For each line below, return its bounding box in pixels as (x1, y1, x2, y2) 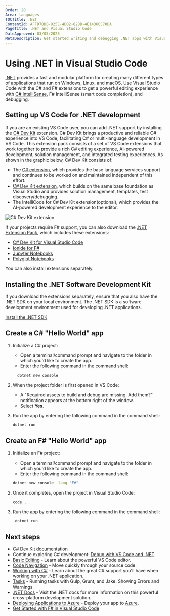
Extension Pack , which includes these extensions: (5, 229, 109, 235)
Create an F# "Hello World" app (5, 437, 107, 445)
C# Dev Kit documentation (12, 546, 68, 552)
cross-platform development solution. (12, 595, 92, 601)
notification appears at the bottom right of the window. (20, 397, 134, 404)
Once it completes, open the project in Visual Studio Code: (12, 489, 135, 496)
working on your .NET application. (12, 573, 84, 579)
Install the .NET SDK (5, 314, 48, 320)
